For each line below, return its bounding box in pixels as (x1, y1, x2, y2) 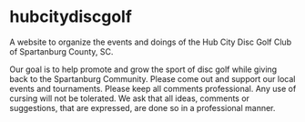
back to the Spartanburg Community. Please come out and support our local (9, 73, 296, 84)
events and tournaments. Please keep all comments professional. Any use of (9, 83, 297, 94)
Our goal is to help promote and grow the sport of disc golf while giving (9, 64, 278, 75)
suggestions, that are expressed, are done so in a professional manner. (9, 102, 276, 113)
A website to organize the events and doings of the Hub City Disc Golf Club (9, 36, 292, 47)
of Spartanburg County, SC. (9, 46, 114, 56)
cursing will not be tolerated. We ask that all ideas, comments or (9, 93, 250, 104)
